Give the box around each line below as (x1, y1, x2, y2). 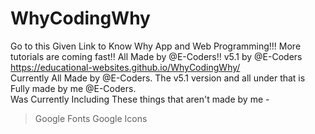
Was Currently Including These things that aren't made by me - (10, 93, 270, 105)
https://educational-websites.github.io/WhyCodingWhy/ (10, 61, 241, 73)
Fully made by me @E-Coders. (10, 82, 137, 94)
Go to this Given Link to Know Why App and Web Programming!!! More (10, 40, 302, 52)
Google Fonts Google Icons (34, 112, 148, 124)
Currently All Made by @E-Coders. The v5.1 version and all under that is (10, 72, 306, 84)
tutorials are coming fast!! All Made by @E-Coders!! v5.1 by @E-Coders (10, 50, 303, 62)
